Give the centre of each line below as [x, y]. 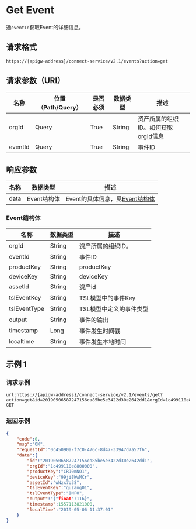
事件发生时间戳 [100, 331]
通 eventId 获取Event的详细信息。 [45, 27]
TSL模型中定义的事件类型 [114, 309]
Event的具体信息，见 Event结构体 [111, 199]
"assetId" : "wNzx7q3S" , [55, 482]
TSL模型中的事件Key [107, 298]
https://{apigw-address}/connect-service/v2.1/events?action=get [87, 61]
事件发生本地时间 [103, 342]
